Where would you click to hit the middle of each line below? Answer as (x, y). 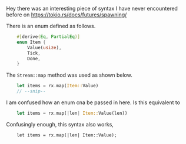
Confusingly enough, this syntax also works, (60, 124)
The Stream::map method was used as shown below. (69, 75)
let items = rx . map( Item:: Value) (58, 86)
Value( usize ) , (44, 47)
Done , (34, 59)
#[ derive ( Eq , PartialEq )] (49, 37)
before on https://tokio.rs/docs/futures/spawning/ (67, 15)
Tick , (34, 53)
